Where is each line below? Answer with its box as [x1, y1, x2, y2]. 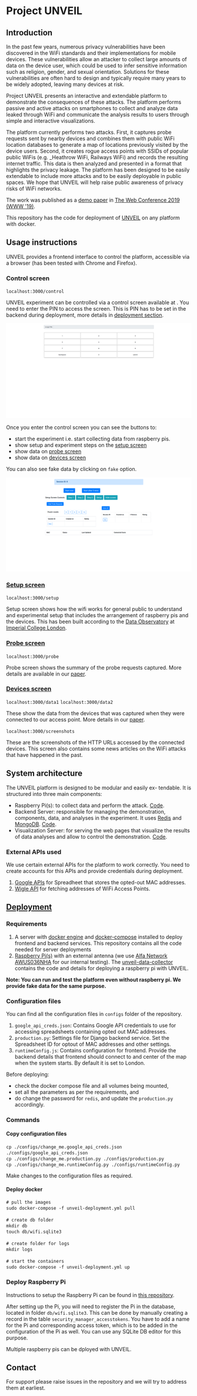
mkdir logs [6, 1247, 33, 1253]
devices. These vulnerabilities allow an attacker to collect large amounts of [6, 56, 187, 62]
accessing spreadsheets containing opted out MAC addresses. [14, 1028, 168, 1035]
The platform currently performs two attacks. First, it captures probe [6, 129, 172, 136]
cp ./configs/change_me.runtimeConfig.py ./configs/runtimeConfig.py [6, 1162, 181, 1168]
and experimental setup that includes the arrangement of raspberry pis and [6, 612, 189, 619]
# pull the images [6, 1200, 51, 1206]
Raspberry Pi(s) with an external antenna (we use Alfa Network [14, 952, 168, 959]
